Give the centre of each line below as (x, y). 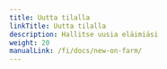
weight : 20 (30, 43)
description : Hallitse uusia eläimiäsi (84, 34)
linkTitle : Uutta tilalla (57, 26)
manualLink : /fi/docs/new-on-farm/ (76, 51)
